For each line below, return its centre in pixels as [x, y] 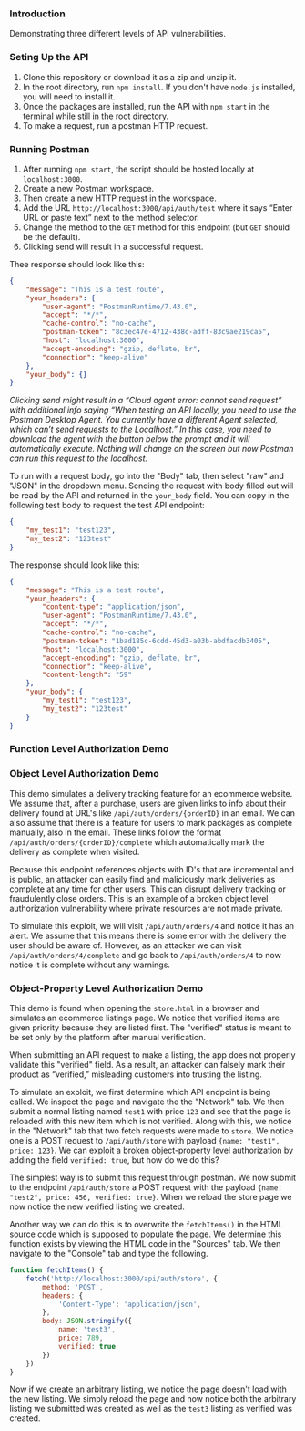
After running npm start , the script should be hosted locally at [138, 169]
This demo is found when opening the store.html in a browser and [134, 1008]
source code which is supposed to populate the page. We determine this [146, 1234]
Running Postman [50, 149]
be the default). [51, 236]
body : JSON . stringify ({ [87, 1321]
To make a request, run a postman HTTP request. [115, 125]
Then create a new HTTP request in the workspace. [119, 198]
